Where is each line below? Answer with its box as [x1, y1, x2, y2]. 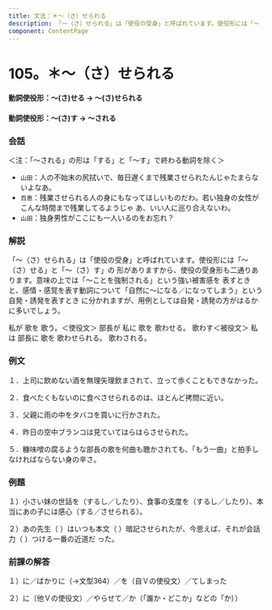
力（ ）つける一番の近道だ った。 [8, 534, 119, 544]
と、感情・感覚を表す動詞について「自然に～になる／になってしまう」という [8, 285, 263, 296]
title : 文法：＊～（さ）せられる [8, 11, 107, 20]
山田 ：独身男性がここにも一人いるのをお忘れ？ [19, 213, 175, 223]
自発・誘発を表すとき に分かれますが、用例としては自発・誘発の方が [8, 296, 237, 305]
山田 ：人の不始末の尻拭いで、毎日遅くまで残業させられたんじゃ [19, 173, 231, 182]
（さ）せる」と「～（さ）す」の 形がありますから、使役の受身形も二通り [8, 265, 252, 275]
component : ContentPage [8, 27, 89, 35]
